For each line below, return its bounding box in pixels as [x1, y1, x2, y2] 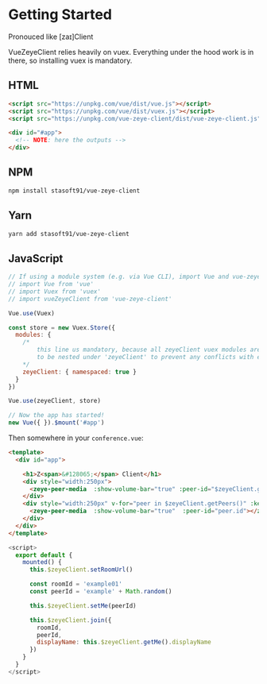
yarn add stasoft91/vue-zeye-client [8, 230, 130, 238]
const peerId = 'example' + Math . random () [29, 588, 172, 596]
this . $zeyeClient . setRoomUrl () [29, 566, 133, 574]
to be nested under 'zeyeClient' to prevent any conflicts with [37, 354, 254, 361]
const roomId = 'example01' [29, 580, 123, 589]
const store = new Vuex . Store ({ [8, 323, 115, 331]
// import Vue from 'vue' [8, 280, 94, 288]
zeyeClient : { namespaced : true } [22, 368, 137, 376]
